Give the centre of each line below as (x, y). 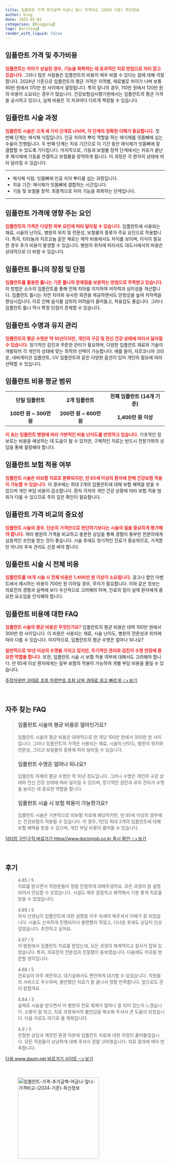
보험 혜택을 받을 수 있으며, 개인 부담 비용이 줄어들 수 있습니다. (78, 828)
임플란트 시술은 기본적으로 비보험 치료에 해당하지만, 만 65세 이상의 (83, 815)
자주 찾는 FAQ (26, 709)
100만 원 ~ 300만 (30, 413)
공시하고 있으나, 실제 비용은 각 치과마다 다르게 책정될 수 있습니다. (74, 100)
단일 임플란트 (30, 400)
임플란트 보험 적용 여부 (38, 465)
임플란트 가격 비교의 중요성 (44, 515)
